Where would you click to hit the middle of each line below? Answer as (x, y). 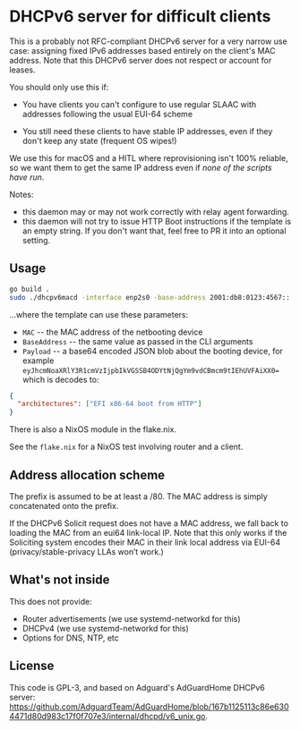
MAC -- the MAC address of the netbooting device (112, 332)
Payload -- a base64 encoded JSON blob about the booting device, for (153, 351)
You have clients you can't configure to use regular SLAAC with (139, 104)
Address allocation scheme (87, 475)
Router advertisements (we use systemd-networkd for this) (131, 618)
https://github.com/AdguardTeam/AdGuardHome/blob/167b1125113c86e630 (149, 706)
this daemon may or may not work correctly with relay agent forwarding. (155, 211)
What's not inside (60, 580)
